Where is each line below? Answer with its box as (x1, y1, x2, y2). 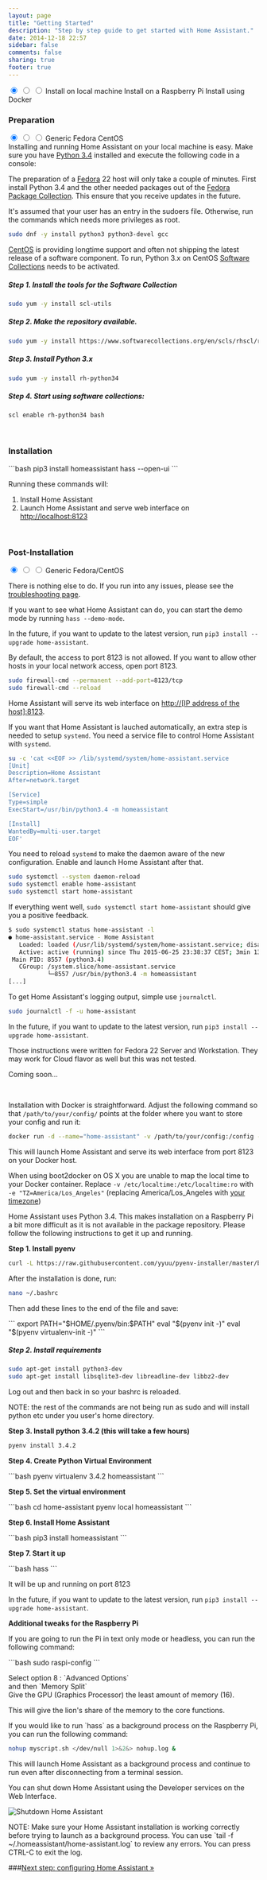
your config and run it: (8, 1117, 81, 1126)
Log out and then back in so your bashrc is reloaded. (8, 1387, 181, 1397)
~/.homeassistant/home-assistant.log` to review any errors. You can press (8, 1839, 251, 1848)
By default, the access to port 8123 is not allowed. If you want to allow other (8, 653, 257, 662)
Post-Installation (8, 546, 74, 557)
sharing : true (8, 56, 56, 64)
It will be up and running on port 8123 (8, 1580, 131, 1589)
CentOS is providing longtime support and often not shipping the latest (8, 244, 240, 254)
